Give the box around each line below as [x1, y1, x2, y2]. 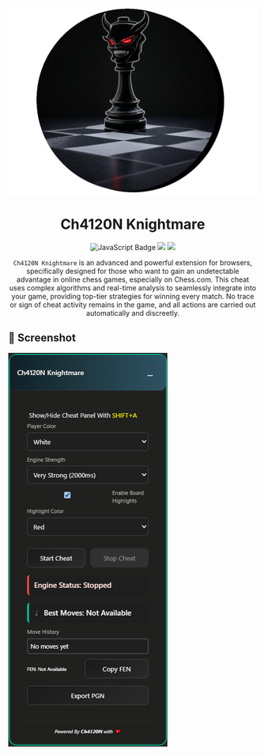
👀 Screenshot [8, 332, 77, 345]
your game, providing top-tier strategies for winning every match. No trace [11, 291, 255, 301]
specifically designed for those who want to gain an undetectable [26, 266, 239, 275]
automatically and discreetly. [85, 308, 180, 317]
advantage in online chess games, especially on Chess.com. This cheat [16, 275, 250, 284]
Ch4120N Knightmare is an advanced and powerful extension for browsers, [13, 257, 253, 267]
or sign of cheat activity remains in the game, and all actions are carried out [9, 300, 256, 309]
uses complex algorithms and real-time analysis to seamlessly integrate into [9, 283, 257, 292]
